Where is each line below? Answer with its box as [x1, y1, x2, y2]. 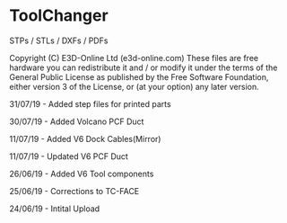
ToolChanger [9, 5, 109, 26]
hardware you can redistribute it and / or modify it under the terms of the [9, 62, 278, 73]
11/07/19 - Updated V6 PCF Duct [9, 150, 128, 162]
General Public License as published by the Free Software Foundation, [9, 71, 269, 82]
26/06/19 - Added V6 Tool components [9, 168, 154, 179]
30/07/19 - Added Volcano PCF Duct [9, 116, 144, 127]
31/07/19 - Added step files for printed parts [9, 98, 172, 109]
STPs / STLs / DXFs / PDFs [9, 35, 109, 46]
